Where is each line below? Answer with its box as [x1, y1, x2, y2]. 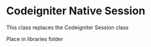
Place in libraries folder [6, 35, 64, 42]
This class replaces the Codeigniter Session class [6, 24, 129, 31]
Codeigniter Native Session [6, 4, 146, 18]
